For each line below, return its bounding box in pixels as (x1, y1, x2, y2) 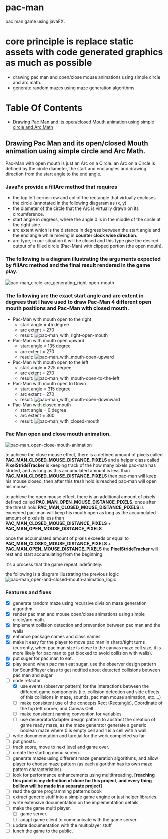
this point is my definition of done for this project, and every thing (12, 778, 152, 784)
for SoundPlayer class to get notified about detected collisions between (12, 667, 160, 673)
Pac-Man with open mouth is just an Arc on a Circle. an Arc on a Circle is (5, 160, 155, 166)
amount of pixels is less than (5, 515, 64, 521)
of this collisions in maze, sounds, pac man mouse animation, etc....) (20, 694, 161, 700)
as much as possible (5, 57, 92, 69)
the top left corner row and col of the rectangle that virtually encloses (12, 194, 156, 200)
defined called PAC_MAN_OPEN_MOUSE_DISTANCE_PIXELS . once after (5, 499, 156, 505)
